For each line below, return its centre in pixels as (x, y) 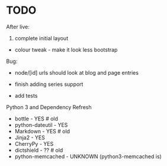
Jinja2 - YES (30, 138)
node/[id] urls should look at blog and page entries (77, 72)
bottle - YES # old (36, 119)
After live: (18, 27)
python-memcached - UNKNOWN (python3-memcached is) (88, 156)
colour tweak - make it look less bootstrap (66, 50)
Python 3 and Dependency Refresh (49, 107)
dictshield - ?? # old (39, 150)
